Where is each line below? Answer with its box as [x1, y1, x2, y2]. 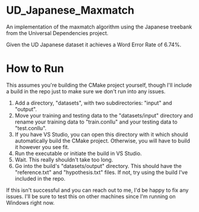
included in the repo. [14, 175, 66, 182]
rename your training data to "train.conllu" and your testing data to [14, 118, 178, 125]
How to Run [6, 62, 64, 75]
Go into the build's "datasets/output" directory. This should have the [14, 162, 182, 169]
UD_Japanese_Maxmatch [6, 4, 135, 17]
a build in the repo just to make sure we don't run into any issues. [6, 87, 166, 95]
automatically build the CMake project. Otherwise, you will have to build [14, 137, 190, 144]
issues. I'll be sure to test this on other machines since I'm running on [6, 192, 176, 200]
